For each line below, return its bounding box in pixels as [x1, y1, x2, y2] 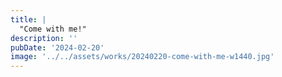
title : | [10, 14, 47, 25]
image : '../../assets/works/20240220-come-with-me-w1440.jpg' [10, 52, 275, 62]
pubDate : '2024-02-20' [10, 42, 105, 53]
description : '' [10, 33, 78, 43]
